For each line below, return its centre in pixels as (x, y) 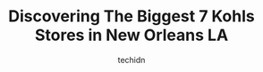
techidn (131, 60)
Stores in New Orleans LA (131, 35)
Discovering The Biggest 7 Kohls (131, 16)
